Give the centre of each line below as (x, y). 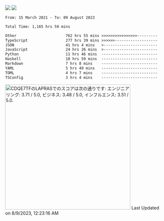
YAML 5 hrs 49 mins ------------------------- (81, 68)
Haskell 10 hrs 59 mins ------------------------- (81, 59)
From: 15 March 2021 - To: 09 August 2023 (50, 17)
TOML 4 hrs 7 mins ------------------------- (81, 73)
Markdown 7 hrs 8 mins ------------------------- (81, 63)
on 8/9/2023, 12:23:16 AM (32, 213)
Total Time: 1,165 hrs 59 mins (38, 26)
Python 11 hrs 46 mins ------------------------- (81, 54)
